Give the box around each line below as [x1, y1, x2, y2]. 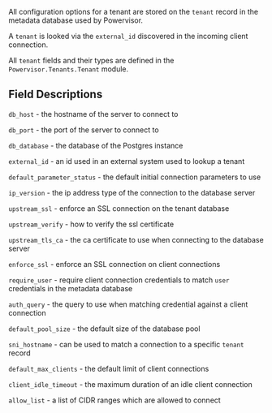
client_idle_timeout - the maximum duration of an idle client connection [8, 379, 253, 389]
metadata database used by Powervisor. [8, 15, 144, 25]
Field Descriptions [8, 88, 103, 101]
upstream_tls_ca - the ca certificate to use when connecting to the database [8, 234, 264, 244]
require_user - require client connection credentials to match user [8, 275, 230, 285]
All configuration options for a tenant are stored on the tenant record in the [8, 7, 258, 16]
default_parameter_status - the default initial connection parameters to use [8, 172, 261, 182]
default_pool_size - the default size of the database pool [8, 324, 201, 333]
